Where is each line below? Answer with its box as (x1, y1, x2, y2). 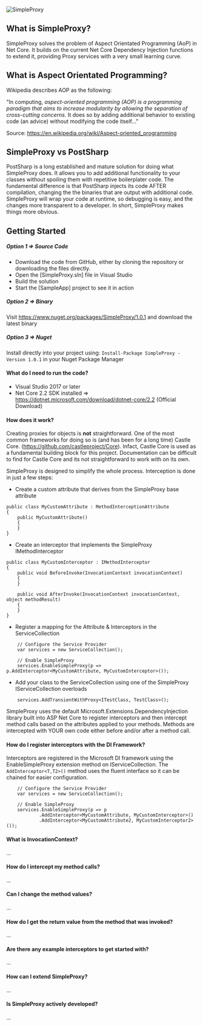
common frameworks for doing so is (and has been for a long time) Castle (6, 436, 191, 443)
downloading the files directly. (15, 265, 91, 272)
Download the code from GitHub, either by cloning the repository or (15, 258, 184, 265)
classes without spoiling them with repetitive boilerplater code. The (6, 176, 174, 183)
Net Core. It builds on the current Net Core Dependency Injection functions (6, 46, 194, 54)
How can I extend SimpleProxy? (6, 972, 88, 980)
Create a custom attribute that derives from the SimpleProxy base (15, 486, 179, 493)
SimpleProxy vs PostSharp (6, 147, 109, 158)
